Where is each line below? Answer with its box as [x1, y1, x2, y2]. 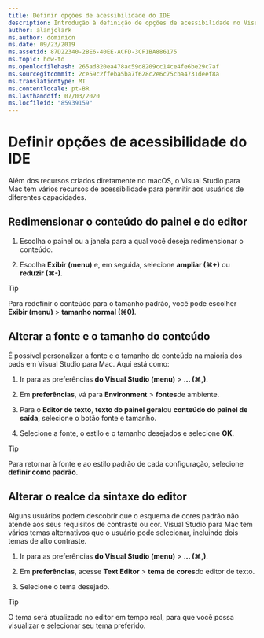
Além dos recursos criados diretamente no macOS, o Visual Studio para [8, 176, 240, 186]
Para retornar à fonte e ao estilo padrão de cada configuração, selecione [8, 459, 244, 468]
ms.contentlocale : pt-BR [8, 84, 90, 93]
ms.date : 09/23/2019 [8, 41, 76, 49]
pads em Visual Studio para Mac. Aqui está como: [8, 359, 170, 368]
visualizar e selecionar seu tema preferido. [8, 621, 146, 630]
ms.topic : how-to [8, 56, 65, 64]
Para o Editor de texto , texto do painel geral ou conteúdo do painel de [19, 404, 248, 414]
